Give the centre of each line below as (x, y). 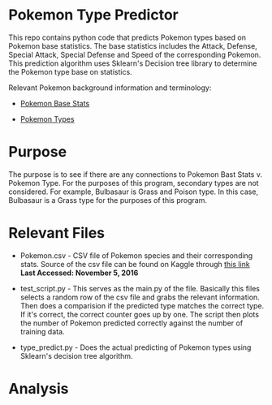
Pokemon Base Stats (55, 103)
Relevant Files (57, 233)
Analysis (39, 389)
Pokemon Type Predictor (93, 15)
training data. (42, 331)
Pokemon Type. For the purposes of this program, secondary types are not (134, 183)
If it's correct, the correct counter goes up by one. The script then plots (140, 314)
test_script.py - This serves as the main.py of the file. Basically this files (140, 288)
